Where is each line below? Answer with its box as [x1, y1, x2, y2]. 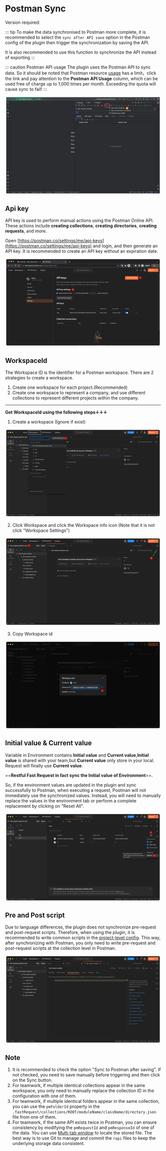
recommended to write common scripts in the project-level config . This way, [5, 935, 161, 941]
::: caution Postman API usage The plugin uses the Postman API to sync [5, 64, 151, 70]
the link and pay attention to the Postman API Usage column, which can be [5, 75, 158, 81]
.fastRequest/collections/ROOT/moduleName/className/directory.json [12, 1110, 157, 1115]
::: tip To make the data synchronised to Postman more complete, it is [5, 29, 146, 35]
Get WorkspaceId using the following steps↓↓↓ [5, 409, 108, 415]
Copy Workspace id [12, 631, 53, 637]
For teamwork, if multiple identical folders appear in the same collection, [12, 1098, 160, 1104]
